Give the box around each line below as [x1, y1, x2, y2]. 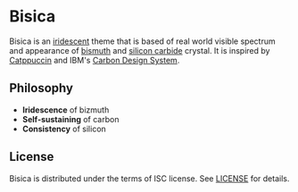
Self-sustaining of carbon [21, 113, 120, 124]
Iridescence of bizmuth [21, 104, 110, 115]
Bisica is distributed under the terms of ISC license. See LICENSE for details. [9, 172, 290, 184]
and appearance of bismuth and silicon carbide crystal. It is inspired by [9, 45, 270, 55]
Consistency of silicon [21, 123, 107, 134]
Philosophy [9, 80, 74, 96]
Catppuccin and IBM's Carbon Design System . [9, 54, 180, 65]
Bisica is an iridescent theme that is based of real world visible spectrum [9, 36, 276, 46]
